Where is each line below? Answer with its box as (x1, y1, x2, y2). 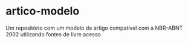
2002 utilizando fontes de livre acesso (5, 30, 101, 38)
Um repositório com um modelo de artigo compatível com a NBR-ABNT (5, 24, 183, 31)
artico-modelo (5, 4, 80, 18)
